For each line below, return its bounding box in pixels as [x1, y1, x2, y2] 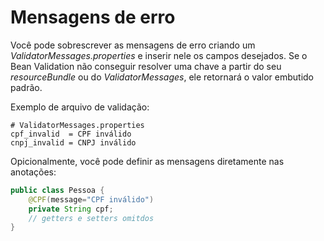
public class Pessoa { [10, 185, 105, 195]
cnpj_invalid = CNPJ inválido [10, 137, 137, 148]
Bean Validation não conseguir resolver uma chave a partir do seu [10, 60, 282, 72]
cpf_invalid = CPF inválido [10, 129, 132, 139]
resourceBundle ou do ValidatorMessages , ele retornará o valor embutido [10, 71, 315, 83]
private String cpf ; [28, 204, 114, 214]
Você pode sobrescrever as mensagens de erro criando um [10, 39, 256, 51]
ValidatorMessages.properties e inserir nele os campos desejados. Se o [10, 49, 308, 61]
